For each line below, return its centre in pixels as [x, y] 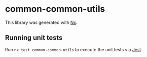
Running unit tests [34, 38]
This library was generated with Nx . [41, 22]
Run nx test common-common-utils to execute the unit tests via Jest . [74, 49]
